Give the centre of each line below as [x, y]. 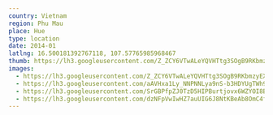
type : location [34, 38]
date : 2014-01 [32, 46]
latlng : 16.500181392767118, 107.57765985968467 [92, 53]
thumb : [19, 62]
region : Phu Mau [36, 23]
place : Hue [27, 31]
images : [22, 69]
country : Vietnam [38, 16]
